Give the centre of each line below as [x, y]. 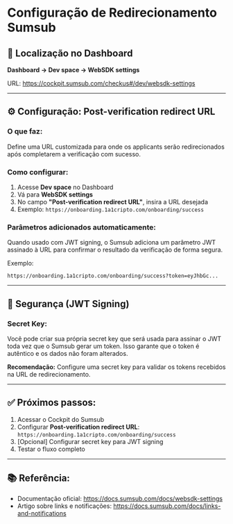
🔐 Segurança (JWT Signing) [68, 304]
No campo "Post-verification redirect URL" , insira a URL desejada [113, 202]
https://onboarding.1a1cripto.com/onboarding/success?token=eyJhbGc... [113, 276]
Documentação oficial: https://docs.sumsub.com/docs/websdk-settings [120, 498]
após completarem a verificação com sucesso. [74, 154]
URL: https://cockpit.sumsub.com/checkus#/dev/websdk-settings [101, 83]
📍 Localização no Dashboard [70, 53]
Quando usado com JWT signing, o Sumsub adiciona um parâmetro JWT [112, 243]
